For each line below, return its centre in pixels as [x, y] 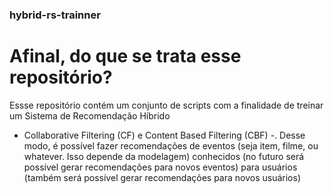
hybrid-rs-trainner [55, 15]
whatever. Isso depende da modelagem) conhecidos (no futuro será [164, 156]
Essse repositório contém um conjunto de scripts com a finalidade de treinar [166, 105]
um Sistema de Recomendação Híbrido [90, 115]
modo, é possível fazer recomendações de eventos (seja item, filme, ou [171, 145]
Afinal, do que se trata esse [125, 56]
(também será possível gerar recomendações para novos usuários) [162, 177]
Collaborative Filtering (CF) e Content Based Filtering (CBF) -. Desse [164, 135]
